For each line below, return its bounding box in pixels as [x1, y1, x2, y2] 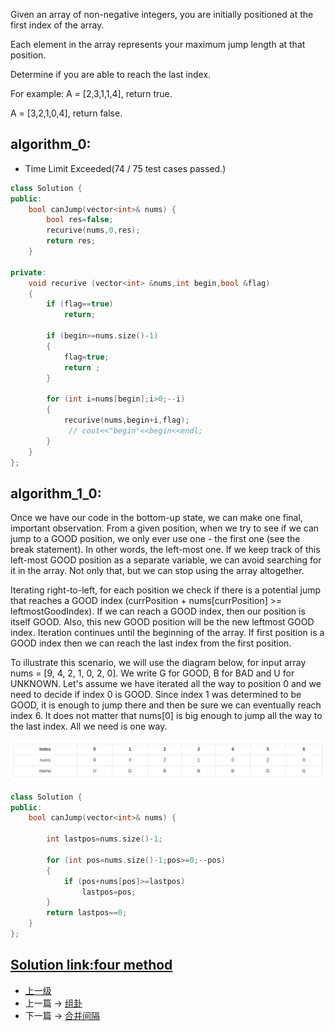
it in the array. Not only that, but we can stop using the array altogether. [10, 565, 305, 577]
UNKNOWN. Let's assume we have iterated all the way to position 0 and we [10, 678, 322, 690]
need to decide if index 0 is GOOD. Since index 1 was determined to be [10, 689, 302, 701]
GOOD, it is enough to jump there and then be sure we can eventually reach [10, 699, 322, 711]
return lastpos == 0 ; [46, 908, 128, 918]
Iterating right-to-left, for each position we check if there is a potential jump [10, 584, 322, 596]
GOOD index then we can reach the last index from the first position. [10, 637, 292, 649]
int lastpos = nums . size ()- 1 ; [46, 834, 163, 844]
